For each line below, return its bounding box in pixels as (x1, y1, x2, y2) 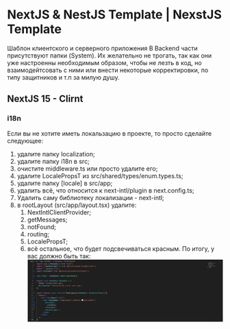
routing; (27, 230, 50, 238)
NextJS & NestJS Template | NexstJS (7, 7, 222, 23)
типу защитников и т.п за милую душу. (7, 73, 120, 82)
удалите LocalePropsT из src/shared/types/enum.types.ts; (16, 171, 183, 180)
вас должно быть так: (27, 252, 91, 260)
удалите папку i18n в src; (16, 157, 90, 165)
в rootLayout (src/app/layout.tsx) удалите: (16, 201, 137, 209)
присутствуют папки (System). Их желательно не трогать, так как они (7, 51, 212, 60)
